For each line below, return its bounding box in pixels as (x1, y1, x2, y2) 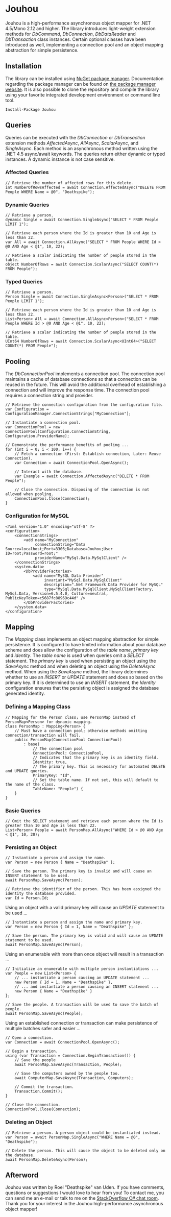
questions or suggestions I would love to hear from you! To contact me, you (5, 1190, 164, 1196)
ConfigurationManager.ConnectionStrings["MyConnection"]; (5, 411, 131, 417)
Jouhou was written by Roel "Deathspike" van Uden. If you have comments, (5, 1184, 165, 1190)
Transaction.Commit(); (14, 1089, 63, 1094)
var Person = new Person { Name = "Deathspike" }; (5, 860, 115, 865)
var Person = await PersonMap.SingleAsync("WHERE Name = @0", (5, 1134, 140, 1140)
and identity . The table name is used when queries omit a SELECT (5, 652, 144, 659)
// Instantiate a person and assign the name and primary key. (5, 920, 143, 925)
